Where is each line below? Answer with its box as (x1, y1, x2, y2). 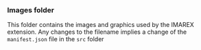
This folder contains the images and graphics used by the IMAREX (7, 21, 194, 29)
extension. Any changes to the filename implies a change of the (7, 28, 187, 36)
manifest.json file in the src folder (7, 35, 104, 43)
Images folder (7, 5, 55, 15)
